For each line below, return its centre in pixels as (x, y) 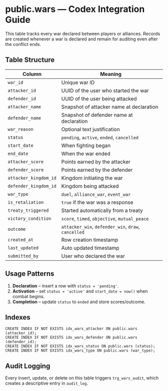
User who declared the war (93, 256)
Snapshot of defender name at (97, 115)
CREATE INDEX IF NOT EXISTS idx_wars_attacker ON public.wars (71, 329)
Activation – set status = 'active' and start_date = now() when (80, 291)
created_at (20, 240)
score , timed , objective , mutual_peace (105, 218)
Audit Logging (28, 366)
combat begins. (28, 296)
